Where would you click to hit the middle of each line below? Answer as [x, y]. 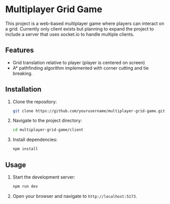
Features [20, 50]
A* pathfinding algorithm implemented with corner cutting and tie [80, 68]
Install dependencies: [35, 140]
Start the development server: [44, 177]
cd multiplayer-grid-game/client [48, 130]
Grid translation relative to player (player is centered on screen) [79, 63]
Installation [23, 89]
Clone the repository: [35, 101]
